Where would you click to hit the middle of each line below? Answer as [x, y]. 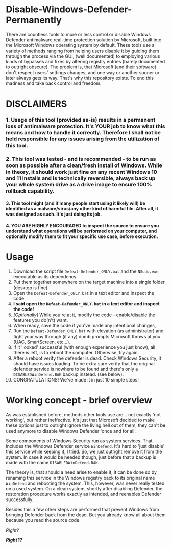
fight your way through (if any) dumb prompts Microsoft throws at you [87, 337]
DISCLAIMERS [36, 104]
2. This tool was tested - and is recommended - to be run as [81, 159]
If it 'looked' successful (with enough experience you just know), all [84, 347]
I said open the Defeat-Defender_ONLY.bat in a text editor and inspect [86, 304]
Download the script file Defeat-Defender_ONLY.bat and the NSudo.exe [86, 271]
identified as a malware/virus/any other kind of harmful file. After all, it [82, 208]
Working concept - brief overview [79, 401]
